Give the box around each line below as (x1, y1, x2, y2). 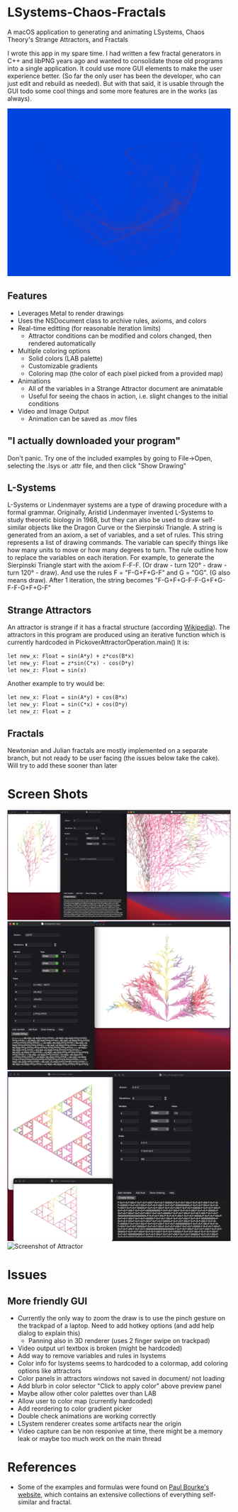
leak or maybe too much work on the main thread (17, 1435, 161, 1443)
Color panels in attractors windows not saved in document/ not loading (17, 1374, 225, 1383)
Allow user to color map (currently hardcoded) (17, 1397, 154, 1406)
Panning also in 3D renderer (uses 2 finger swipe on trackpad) (28, 1337, 210, 1345)
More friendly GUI (7, 1295, 88, 1307)
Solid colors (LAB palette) (28, 354, 103, 363)
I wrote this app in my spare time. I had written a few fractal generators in (7, 49, 222, 57)
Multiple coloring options (17, 346, 91, 355)
